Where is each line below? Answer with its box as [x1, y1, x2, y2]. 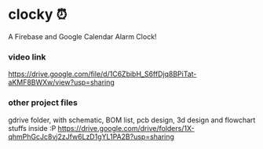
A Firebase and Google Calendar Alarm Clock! [8, 31, 157, 41]
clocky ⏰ [8, 5, 68, 24]
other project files [8, 97, 79, 108]
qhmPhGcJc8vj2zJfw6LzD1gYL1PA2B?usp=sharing [8, 132, 175, 141]
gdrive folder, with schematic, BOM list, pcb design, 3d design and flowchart [8, 115, 256, 125]
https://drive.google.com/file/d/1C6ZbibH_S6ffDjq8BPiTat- [8, 69, 197, 79]
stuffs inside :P [8, 123, 57, 133]
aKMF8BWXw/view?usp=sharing [8, 78, 115, 87]
